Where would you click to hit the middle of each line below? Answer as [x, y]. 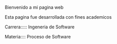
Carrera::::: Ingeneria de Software [40, 27]
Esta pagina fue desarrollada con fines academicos [58, 17]
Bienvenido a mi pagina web [34, 7]
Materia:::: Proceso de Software [38, 37]
